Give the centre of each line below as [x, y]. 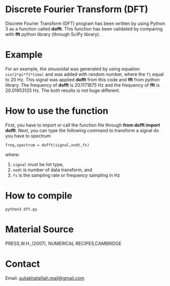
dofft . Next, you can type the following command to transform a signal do [82, 130]
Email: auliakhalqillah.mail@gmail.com [45, 278]
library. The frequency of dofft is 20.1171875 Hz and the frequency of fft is [82, 85]
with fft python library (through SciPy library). [53, 34]
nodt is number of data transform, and [52, 170]
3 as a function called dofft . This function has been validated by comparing [84, 28]
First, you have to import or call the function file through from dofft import [83, 125]
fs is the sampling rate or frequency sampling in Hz [66, 175]
